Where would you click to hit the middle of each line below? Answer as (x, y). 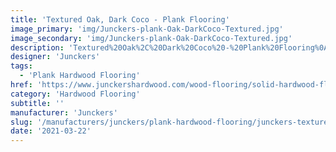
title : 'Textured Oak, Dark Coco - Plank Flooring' (120, 19)
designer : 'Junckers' (55, 57)
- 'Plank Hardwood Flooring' (80, 76)
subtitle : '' (37, 103)
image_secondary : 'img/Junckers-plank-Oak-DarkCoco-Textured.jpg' (151, 38)
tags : (21, 66)
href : (21, 85)
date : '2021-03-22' (51, 131)
